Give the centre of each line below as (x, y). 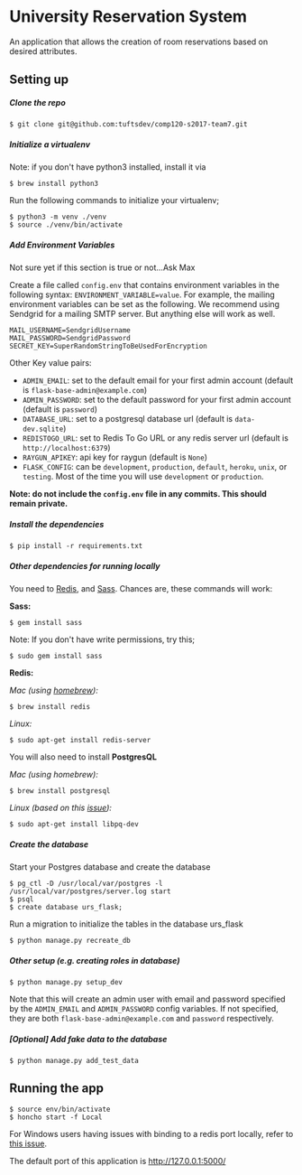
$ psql (22, 900)
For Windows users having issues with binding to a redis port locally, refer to (151, 1133)
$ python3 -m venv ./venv (58, 217)
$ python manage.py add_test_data (74, 1061)
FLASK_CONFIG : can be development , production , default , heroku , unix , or (155, 467)
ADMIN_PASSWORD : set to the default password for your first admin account (156, 400)
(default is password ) (59, 409)
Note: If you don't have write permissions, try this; (102, 639)
